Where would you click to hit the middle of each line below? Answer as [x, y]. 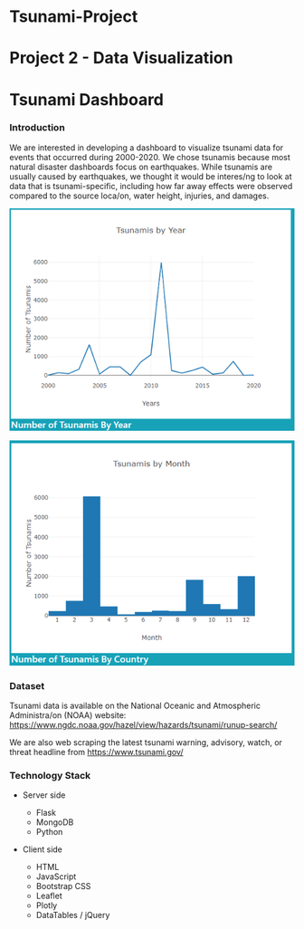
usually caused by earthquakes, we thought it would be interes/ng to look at [151, 176]
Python [49, 832]
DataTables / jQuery [73, 915]
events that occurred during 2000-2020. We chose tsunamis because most [150, 157]
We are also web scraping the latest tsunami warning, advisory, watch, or [146, 742]
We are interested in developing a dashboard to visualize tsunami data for [147, 148]
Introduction [37, 128]
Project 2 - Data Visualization [121, 58]
